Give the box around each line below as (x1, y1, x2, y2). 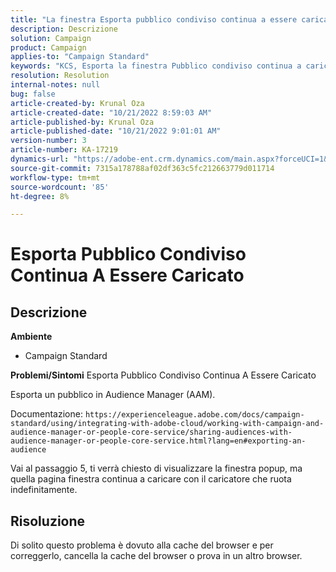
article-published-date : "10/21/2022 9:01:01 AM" (10, 126, 222, 136)
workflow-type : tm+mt (10, 172, 101, 183)
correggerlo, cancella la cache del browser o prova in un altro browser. (10, 550, 303, 562)
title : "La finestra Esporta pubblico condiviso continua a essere (10, 14, 298, 25)
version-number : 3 (10, 136, 87, 146)
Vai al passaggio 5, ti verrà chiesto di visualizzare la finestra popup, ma (10, 462, 303, 475)
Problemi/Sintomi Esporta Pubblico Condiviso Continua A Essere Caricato (10, 369, 317, 381)
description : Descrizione (10, 24, 118, 34)
